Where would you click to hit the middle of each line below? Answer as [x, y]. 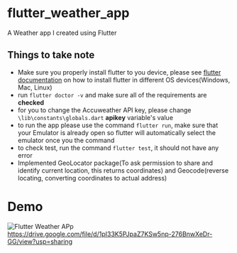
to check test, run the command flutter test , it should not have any [118, 148]
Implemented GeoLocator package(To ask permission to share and [115, 163]
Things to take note [51, 55]
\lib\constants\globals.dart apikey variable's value [95, 117]
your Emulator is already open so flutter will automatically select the [117, 132]
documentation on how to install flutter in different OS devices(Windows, [124, 80]
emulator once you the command [66, 140]
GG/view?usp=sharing [40, 241]
